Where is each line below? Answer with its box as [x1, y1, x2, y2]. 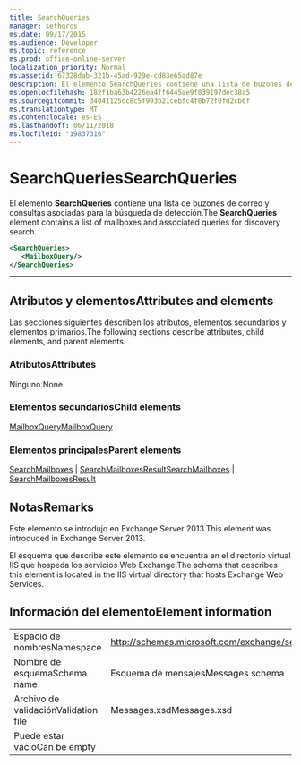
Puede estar [13, 729, 65, 742]
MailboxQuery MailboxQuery [9, 421, 114, 432]
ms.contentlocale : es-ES [9, 113, 102, 122]
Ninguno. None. [9, 378, 65, 389]
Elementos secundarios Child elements [9, 401, 182, 413]
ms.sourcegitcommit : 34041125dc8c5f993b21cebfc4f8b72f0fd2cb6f [9, 96, 251, 106]
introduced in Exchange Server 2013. [9, 532, 146, 543]
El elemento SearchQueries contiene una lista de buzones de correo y [9, 198, 270, 208]
